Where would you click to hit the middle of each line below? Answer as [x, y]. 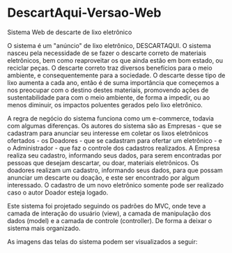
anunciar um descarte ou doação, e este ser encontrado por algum [103, 177]
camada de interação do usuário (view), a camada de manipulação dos [109, 213]
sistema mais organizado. [44, 228]
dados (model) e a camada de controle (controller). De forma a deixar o [110, 220]
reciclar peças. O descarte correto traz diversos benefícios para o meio [110, 68]
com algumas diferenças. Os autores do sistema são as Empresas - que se [114, 125]
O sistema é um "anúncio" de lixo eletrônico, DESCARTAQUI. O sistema [109, 45]
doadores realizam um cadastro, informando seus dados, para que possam [115, 170]
